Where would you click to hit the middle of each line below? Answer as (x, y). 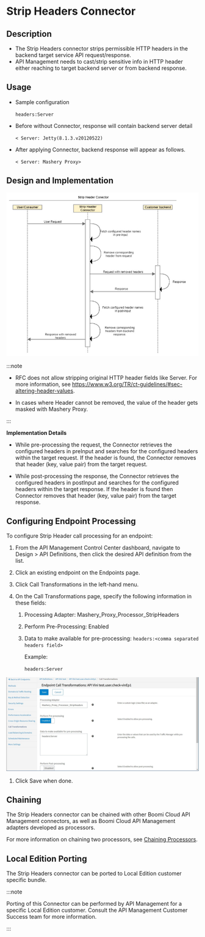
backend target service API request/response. (73, 55)
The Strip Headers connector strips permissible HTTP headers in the (101, 48)
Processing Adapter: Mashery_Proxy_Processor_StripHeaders (102, 615)
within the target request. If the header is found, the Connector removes (106, 457)
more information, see (43, 384)
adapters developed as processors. (51, 827)
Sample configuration (42, 102)
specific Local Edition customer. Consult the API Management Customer (97, 910)
